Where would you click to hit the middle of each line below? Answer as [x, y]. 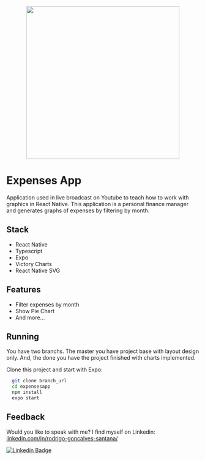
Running [23, 336]
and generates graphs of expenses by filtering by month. [78, 210]
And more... [30, 317]
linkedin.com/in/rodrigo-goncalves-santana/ [62, 438]
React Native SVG [37, 270]
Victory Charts [33, 264]
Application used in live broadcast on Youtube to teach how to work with [98, 197]
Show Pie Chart [35, 311]
